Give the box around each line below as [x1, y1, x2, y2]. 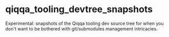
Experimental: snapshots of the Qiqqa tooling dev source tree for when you [5, 20, 164, 26]
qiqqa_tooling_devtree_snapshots [5, 4, 153, 15]
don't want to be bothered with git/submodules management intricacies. [5, 25, 158, 31]
